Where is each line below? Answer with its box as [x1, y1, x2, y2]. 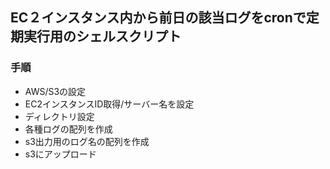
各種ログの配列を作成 [24, 123, 113, 135]
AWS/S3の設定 [24, 85, 87, 97]
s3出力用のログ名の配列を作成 [24, 135, 150, 147]
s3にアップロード [24, 148, 97, 160]
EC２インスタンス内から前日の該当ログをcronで [10, 9, 307, 27]
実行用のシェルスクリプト [23, 28, 182, 45]
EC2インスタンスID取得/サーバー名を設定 [24, 98, 195, 110]
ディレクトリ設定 [24, 110, 95, 122]
